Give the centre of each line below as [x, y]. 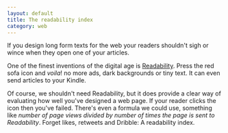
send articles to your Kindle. [47, 80]
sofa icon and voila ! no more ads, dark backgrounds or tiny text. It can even [114, 73]
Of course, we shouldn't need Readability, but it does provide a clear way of [114, 93]
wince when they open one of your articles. [68, 53]
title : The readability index [50, 20]
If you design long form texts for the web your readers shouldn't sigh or [108, 46]
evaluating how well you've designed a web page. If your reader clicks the [112, 101]
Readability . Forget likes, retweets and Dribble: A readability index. [101, 123]
